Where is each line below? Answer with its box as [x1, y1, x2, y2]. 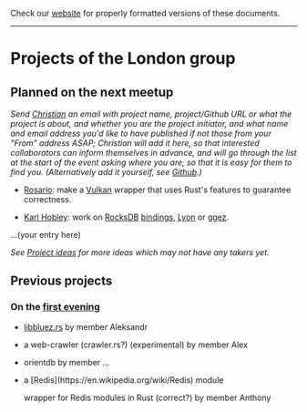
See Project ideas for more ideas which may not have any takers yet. [10, 247, 270, 258]
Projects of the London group [10, 48, 236, 69]
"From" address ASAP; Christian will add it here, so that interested [10, 138, 261, 149]
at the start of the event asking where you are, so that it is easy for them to [10, 157, 292, 168]
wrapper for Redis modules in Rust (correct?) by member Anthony [23, 392, 271, 403]
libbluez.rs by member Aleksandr [23, 321, 148, 332]
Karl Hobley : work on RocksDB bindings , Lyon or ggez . [23, 211, 230, 222]
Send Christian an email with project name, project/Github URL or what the [10, 108, 292, 119]
